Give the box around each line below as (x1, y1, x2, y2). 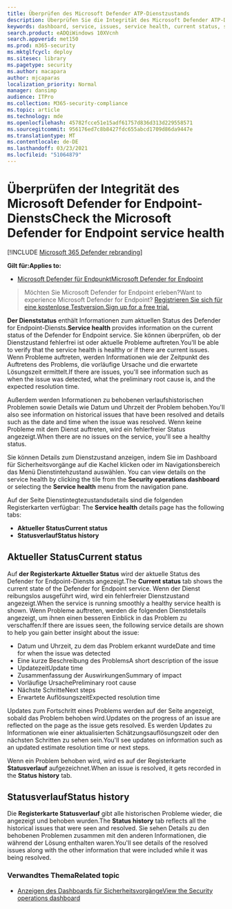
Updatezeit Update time (17, 664, 84, 672)
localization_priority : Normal (7, 81, 97, 88)
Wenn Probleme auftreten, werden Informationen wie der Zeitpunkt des (7, 353, 210, 361)
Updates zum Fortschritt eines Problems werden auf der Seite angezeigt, (7, 706, 215, 715)
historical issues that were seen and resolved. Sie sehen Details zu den (7, 824, 209, 832)
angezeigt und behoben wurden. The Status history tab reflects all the (7, 816, 207, 825)
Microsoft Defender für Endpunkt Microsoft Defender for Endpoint (17, 274, 204, 283)
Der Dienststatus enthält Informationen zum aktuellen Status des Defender (7, 316, 221, 325)
